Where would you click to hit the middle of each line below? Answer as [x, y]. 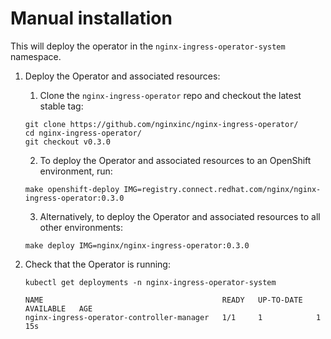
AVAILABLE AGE [58, 308]
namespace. [36, 56]
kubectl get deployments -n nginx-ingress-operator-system [150, 282]
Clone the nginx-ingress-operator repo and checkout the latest [170, 95]
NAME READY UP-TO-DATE [163, 300]
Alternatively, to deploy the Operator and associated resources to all [180, 216]
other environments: [81, 227]
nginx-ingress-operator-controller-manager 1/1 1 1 [173, 317]
